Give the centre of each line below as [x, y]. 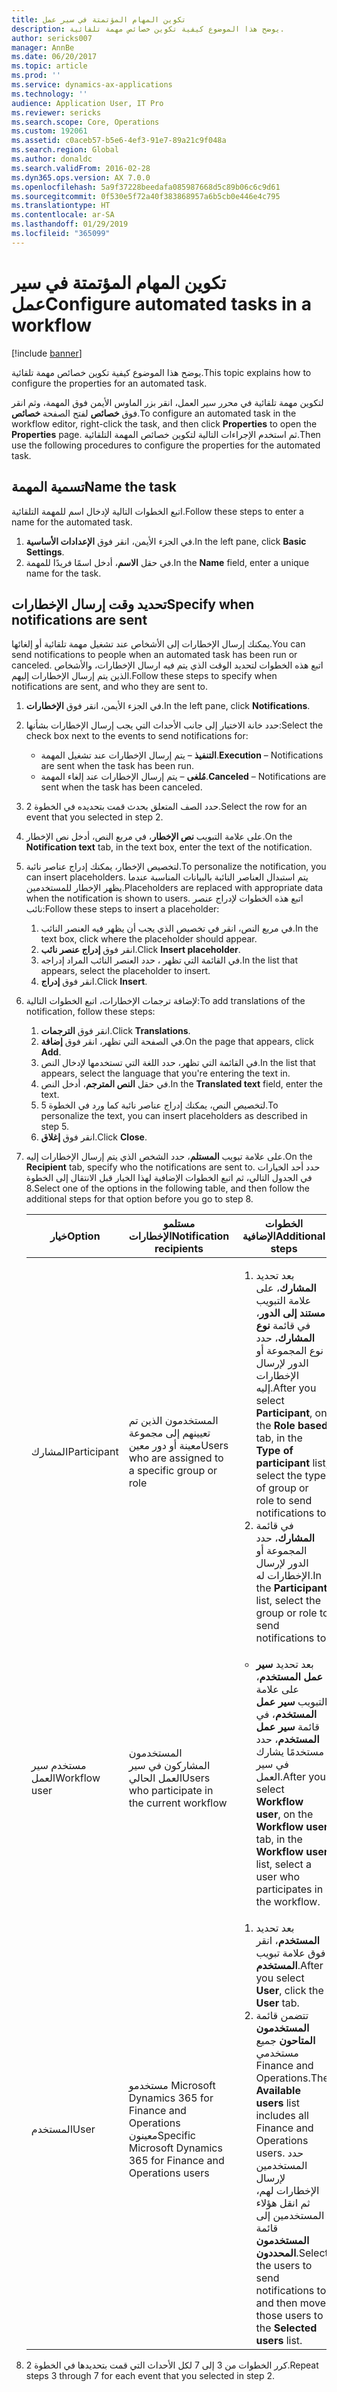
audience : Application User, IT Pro [87, 103]
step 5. [55, 1127]
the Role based [292, 1426]
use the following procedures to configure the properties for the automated [166, 445]
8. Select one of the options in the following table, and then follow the [167, 1188]
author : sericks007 [52, 38]
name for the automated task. [72, 522]
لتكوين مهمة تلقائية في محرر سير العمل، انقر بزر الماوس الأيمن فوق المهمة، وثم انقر [167, 402]
